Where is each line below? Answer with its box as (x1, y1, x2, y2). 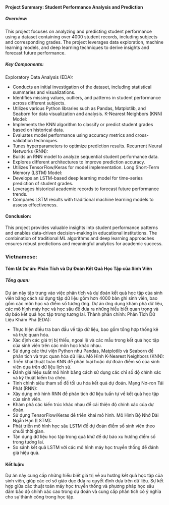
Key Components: (5, 61, 44, 68)
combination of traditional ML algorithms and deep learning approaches (5, 235, 155, 241)
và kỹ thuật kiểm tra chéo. (12, 375, 67, 381)
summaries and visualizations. (12, 89, 76, 95)
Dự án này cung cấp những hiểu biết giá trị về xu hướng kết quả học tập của (5, 472, 163, 479)
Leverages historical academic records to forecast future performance (12, 186, 159, 192)
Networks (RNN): (12, 148, 48, 154)
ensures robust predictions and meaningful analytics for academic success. (5, 240, 163, 247)
